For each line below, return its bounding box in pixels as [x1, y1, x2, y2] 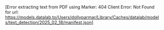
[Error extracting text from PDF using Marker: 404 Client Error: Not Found [5, 4, 155, 10]
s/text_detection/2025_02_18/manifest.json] [5, 19, 94, 25]
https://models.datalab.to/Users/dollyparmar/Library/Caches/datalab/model [5, 15, 159, 20]
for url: [5, 9, 19, 15]
